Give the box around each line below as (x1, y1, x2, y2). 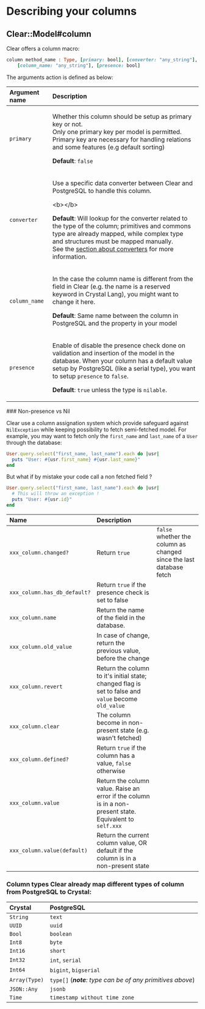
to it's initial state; (96, 671, 147, 680)
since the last (156, 555, 195, 564)
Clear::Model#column (6, 29, 92, 39)
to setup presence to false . (52, 372, 129, 380)
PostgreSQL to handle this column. (52, 186, 151, 195)
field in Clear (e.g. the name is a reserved (52, 282, 171, 290)
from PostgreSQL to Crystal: (6, 887, 92, 896)
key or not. (52, 119, 83, 128)
